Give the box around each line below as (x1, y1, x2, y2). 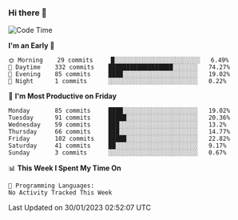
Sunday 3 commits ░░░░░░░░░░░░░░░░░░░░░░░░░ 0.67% (8, 149, 227, 157)
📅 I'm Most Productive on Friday (8, 91, 117, 101)
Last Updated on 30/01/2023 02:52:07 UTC (8, 203, 152, 213)
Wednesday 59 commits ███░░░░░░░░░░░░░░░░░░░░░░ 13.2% (8, 121, 227, 129)
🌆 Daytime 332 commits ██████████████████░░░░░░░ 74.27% (8, 63, 230, 71)
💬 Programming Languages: (8, 182, 94, 190)
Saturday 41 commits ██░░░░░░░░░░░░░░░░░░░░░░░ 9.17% (8, 142, 227, 150)
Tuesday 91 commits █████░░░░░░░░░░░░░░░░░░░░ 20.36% (8, 114, 230, 122)
